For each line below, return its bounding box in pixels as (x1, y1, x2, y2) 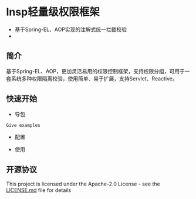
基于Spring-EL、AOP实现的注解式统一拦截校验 (14, 26, 127, 33)
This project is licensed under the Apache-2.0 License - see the (6, 180, 160, 188)
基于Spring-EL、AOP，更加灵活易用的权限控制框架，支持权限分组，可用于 (6, 68, 185, 75)
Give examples (6, 122, 41, 128)
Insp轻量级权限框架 (6, 5, 100, 19)
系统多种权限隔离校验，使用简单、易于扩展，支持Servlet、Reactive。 (11, 75, 178, 82)
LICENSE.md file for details (6, 187, 72, 194)
